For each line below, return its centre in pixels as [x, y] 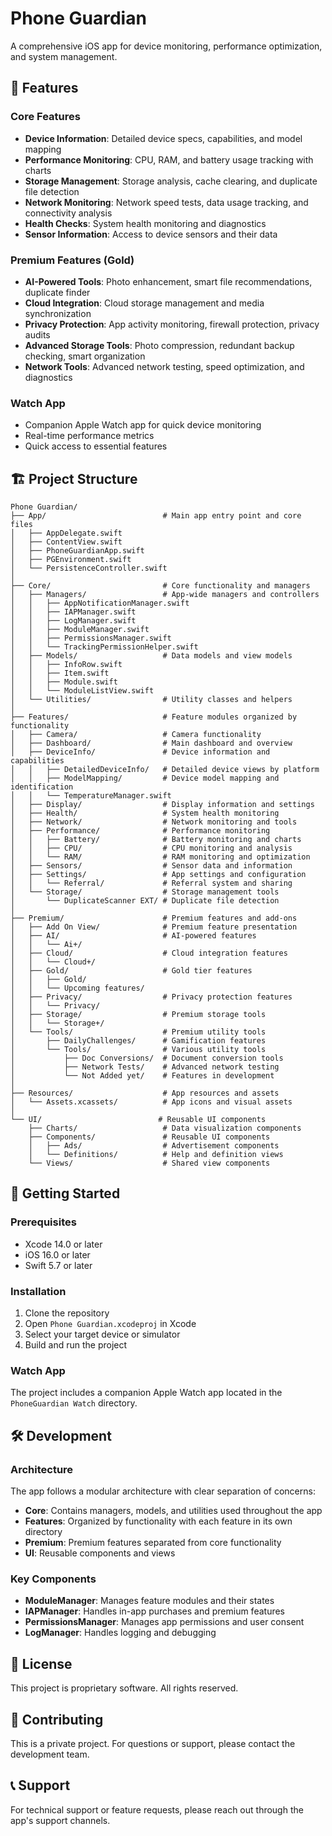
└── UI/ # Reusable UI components [138, 1120]
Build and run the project [76, 1345]
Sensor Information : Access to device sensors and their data [151, 234]
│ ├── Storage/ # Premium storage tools [138, 1015]
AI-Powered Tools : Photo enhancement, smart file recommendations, [168, 281]
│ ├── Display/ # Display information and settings [162, 805]
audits [37, 334]
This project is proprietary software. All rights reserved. [124, 1688]
